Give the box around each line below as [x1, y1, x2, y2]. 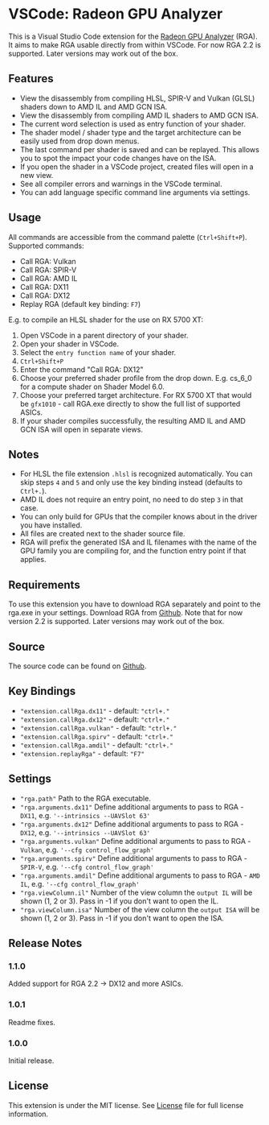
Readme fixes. [8, 1017, 56, 1027]
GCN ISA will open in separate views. [19, 424, 143, 434]
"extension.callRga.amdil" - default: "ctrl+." [19, 740, 174, 750]
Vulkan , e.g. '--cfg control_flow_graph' [19, 845, 154, 854]
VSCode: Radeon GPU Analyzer [8, 5, 223, 23]
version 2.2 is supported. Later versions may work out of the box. [8, 617, 225, 627]
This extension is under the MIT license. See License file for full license [8, 1100, 244, 1110]
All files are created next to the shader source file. [19, 529, 186, 539]
